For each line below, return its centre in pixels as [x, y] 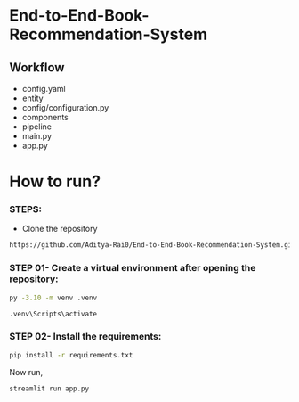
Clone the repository [60, 229]
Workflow [37, 67]
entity [32, 98]
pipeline [36, 127]
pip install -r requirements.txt [71, 355]
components [45, 117]
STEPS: [26, 209]
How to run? [55, 181]
